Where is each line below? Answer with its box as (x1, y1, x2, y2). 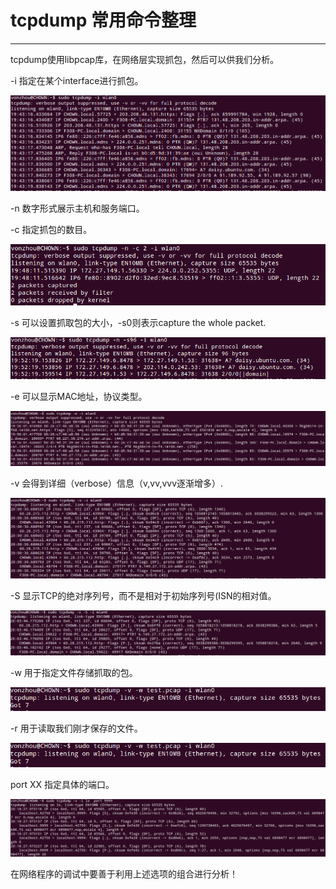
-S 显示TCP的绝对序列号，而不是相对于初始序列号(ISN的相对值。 (10, 590, 277, 602)
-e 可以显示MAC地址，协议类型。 (10, 390, 148, 402)
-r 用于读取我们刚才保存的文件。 (10, 722, 143, 735)
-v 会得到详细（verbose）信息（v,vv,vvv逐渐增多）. (10, 477, 224, 489)
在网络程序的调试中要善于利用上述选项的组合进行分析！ (10, 868, 238, 880)
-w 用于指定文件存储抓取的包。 (10, 666, 138, 678)
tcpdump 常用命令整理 (10, 9, 197, 32)
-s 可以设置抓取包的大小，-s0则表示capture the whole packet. (10, 316, 267, 328)
